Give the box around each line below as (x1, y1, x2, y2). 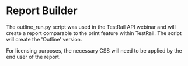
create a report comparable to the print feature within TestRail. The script (6, 29, 182, 36)
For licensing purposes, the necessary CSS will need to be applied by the (6, 47, 182, 54)
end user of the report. (6, 53, 61, 60)
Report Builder (6, 4, 78, 18)
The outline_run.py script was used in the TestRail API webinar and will (6, 23, 176, 30)
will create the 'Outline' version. (6, 36, 82, 43)
